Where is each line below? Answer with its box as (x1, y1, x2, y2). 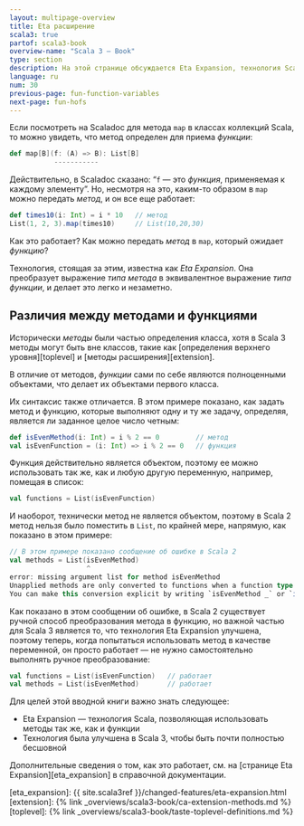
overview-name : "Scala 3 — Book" (9, 47, 136, 56)
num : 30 (9, 81, 39, 90)
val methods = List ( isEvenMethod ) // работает (9, 679, 213, 688)
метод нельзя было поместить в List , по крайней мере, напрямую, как (9, 520, 287, 531)
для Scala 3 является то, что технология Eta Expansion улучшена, (9, 625, 262, 636)
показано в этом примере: (9, 530, 113, 541)
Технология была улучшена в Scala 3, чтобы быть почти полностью (22, 733, 285, 744)
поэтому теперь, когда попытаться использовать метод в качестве (9, 634, 271, 645)
